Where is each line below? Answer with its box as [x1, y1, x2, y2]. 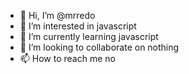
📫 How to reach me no [19, 53, 116, 64]
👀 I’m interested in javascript [19, 20, 137, 32]
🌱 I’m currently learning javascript [19, 31, 159, 42]
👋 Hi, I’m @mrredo [19, 10, 96, 21]
